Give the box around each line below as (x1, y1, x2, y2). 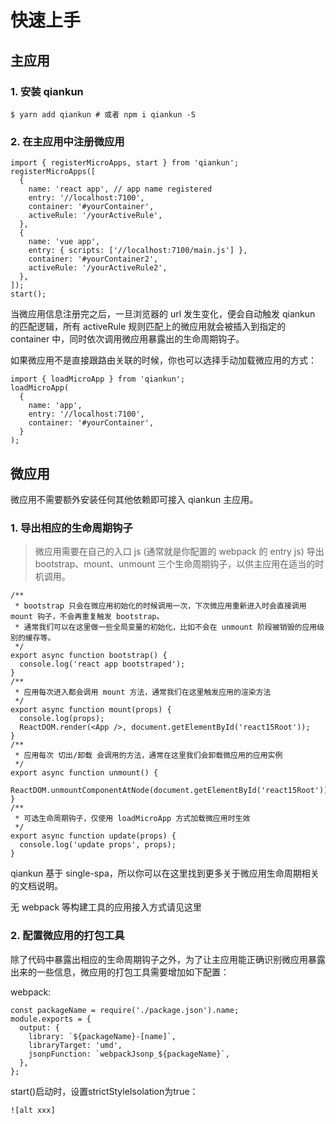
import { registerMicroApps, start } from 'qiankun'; (10, 158, 240, 168)
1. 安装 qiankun (10, 84, 84, 98)
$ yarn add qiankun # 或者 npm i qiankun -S (10, 109, 196, 120)
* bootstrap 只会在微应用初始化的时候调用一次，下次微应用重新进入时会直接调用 (14, 601, 307, 611)
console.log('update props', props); (19, 840, 177, 850)
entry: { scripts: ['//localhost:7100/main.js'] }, (28, 246, 248, 256)
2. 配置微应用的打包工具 (10, 929, 125, 943)
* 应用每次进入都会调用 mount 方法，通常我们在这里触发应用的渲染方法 (14, 687, 272, 698)
